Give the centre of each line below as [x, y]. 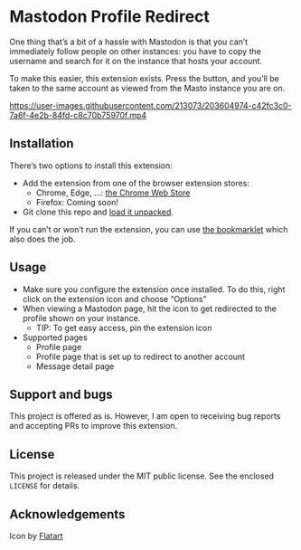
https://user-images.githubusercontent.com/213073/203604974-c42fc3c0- [150, 105]
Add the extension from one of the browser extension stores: [136, 183]
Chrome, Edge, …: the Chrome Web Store [113, 193]
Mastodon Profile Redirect [110, 17]
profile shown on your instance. [81, 318]
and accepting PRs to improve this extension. [94, 426]
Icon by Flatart [36, 536]
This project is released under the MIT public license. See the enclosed [141, 476]
